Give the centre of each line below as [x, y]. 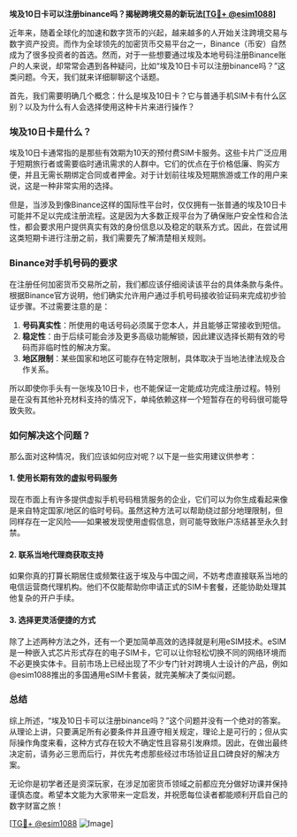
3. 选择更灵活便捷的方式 [53, 619]
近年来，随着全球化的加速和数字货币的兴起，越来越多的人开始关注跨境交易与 [148, 33]
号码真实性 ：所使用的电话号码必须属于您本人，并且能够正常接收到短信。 [153, 325]
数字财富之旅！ [36, 805]
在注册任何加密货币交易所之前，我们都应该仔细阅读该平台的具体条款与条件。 [148, 284]
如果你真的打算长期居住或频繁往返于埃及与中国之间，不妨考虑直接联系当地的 [148, 576]
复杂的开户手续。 [48, 598]
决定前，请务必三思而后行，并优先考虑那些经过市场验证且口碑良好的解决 [141, 753]
